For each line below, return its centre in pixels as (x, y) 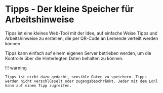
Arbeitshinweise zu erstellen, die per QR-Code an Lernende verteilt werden (82, 38)
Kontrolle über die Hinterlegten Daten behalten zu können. (64, 58)
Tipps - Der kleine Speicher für (70, 9)
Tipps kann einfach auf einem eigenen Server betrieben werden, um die (78, 53)
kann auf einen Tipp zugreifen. (38, 85)
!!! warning (16, 68)
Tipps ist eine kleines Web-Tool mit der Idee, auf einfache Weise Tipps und (81, 33)
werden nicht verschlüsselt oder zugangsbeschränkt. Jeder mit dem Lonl (81, 81)
